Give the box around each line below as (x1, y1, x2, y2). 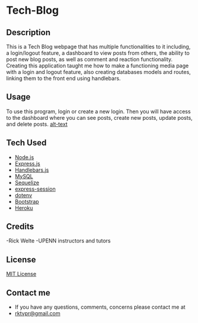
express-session (14, 185, 56, 192)
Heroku (14, 204, 33, 212)
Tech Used (6, 138, 47, 148)
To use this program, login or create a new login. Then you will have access (6, 108, 191, 115)
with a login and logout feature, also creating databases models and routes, (6, 69, 191, 75)
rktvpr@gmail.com (14, 310, 61, 317)
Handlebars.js (14, 166, 49, 173)
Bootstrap (14, 198, 39, 205)
